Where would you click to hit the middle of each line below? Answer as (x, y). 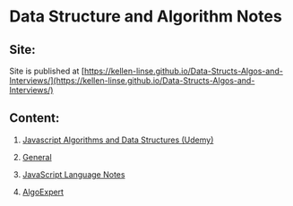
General (37, 157)
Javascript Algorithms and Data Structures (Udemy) (118, 140)
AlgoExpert (43, 192)
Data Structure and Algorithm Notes (146, 17)
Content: (34, 118)
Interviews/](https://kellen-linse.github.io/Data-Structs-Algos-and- (132, 81)
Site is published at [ (47, 71)
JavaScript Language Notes (73, 174)
